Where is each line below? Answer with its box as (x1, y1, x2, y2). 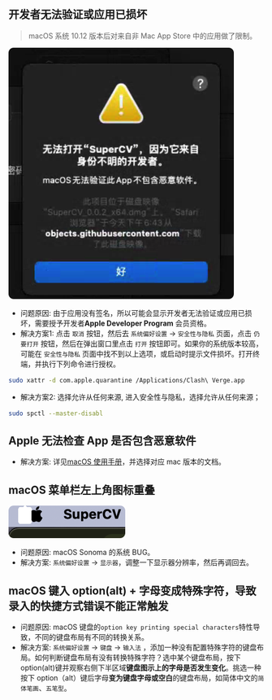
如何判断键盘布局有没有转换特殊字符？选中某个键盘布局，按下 (34, 653, 241, 662)
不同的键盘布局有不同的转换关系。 (34, 632, 149, 641)
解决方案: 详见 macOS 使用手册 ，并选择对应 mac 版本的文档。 (19, 457, 226, 466)
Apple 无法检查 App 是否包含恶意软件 (8, 434, 196, 448)
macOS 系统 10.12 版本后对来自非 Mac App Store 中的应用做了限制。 (28, 31, 257, 41)
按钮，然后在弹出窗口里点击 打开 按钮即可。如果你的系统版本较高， (40, 339, 264, 348)
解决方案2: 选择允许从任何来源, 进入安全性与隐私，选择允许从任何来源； (19, 392, 261, 401)
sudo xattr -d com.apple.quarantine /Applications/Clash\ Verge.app (8, 376, 245, 384)
